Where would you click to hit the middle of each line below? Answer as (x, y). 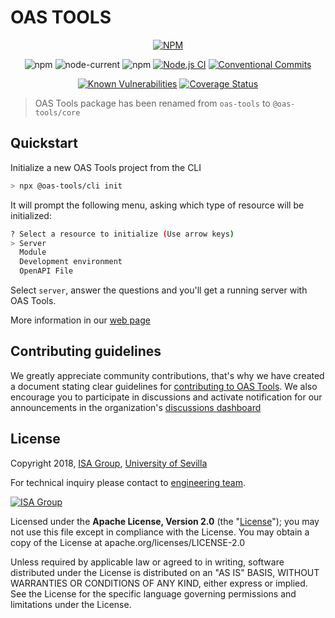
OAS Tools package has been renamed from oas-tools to (152, 103)
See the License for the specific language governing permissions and (153, 593)
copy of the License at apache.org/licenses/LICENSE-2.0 (128, 542)
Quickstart (44, 143)
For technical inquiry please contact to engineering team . (128, 482)
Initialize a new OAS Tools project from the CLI (106, 167)
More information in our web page (80, 320)
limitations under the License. (71, 604)
